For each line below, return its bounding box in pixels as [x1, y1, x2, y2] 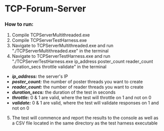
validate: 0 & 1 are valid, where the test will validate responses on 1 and [11, 100, 159, 106]
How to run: [4, 21, 34, 28]
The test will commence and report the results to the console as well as [11, 115, 159, 121]
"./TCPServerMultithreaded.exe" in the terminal [11, 48, 109, 54]
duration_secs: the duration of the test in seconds [11, 89, 116, 95]
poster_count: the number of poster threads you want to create [11, 79, 143, 85]
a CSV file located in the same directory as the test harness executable [11, 120, 158, 126]
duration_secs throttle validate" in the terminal [11, 64, 107, 70]
